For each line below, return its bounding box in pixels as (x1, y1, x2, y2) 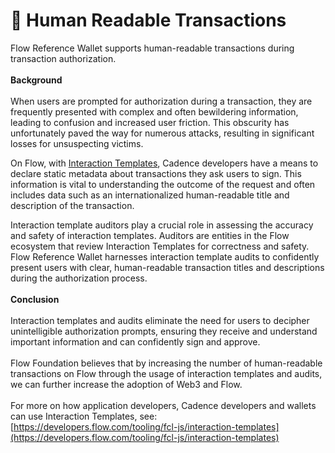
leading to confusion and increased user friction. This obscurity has (10, 116, 290, 128)
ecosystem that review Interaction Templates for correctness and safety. (10, 240, 310, 252)
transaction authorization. (10, 52, 117, 64)
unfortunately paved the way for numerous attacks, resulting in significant (10, 127, 315, 139)
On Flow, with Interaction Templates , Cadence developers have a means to (10, 157, 319, 169)
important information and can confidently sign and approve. (10, 335, 261, 348)
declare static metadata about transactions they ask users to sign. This (10, 167, 302, 179)
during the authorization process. (10, 272, 148, 284)
